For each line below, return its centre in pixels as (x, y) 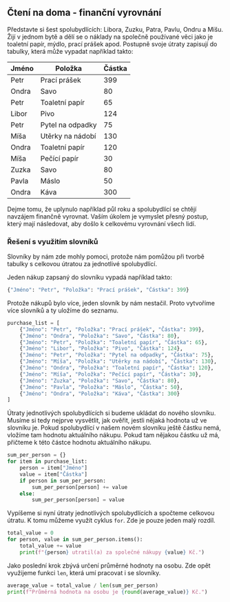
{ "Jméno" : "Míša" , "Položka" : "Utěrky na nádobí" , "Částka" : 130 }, (118, 362)
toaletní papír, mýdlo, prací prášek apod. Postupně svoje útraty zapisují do (112, 44)
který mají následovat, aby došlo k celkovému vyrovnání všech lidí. (102, 223)
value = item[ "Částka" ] (54, 474)
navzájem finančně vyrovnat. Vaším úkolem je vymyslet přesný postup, (108, 216)
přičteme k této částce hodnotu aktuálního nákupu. (79, 443)
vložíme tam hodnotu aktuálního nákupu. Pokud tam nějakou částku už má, (114, 435)
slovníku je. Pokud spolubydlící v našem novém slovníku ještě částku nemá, (114, 428)
